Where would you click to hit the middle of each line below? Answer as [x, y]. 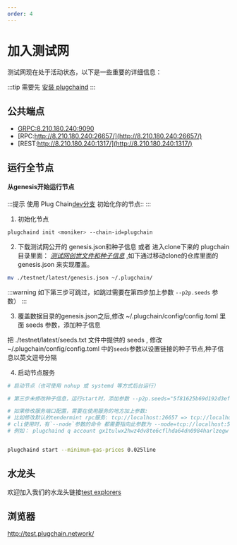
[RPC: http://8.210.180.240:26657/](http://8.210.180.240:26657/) [110, 136]
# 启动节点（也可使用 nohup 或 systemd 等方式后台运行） [83, 385]
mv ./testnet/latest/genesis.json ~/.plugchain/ [80, 277]
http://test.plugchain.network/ [51, 534]
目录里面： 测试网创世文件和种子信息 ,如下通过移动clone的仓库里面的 [118, 256]
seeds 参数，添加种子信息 [63, 325]
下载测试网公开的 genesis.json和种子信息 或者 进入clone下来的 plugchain [123, 246]
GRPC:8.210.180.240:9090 [56, 128]
